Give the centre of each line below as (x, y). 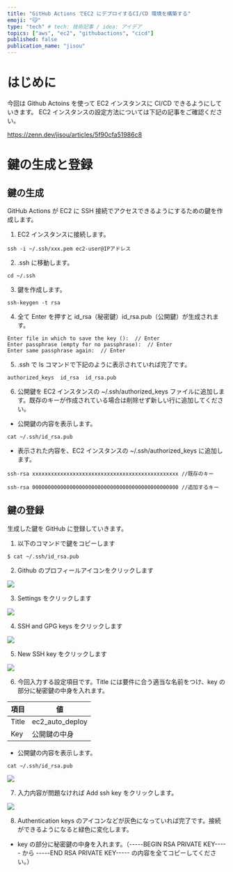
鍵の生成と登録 (50, 165)
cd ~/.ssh (22, 276)
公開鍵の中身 (53, 734)
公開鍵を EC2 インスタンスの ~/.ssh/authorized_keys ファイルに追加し (118, 391)
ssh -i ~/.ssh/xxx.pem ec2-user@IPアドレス (69, 249)
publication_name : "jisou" (46, 46)
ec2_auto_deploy (60, 722)
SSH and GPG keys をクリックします (70, 626)
